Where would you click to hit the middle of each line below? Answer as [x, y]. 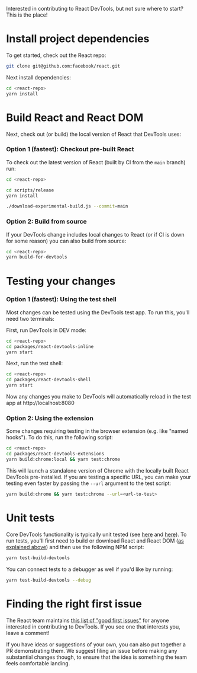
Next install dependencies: [38, 77]
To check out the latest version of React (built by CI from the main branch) [96, 162]
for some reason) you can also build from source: [66, 241]
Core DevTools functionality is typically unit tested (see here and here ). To [96, 534]
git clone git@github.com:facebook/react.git [63, 66]
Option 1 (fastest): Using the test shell [61, 299]
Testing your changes [61, 281]
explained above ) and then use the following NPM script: [75, 547]
